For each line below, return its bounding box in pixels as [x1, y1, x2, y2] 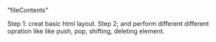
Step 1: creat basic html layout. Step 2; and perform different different [7, 20, 210, 27]
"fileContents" [7, 6, 49, 14]
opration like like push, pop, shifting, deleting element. [7, 27, 164, 35]
